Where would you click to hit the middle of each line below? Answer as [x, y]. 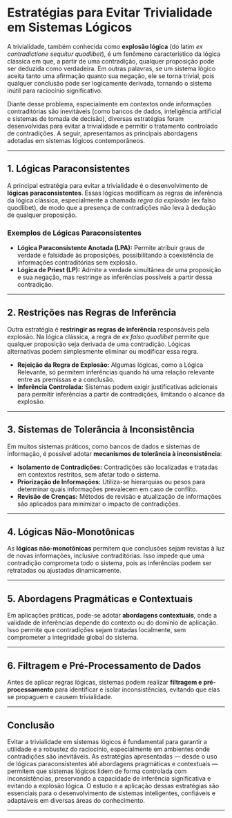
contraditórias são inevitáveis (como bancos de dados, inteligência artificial [115, 111]
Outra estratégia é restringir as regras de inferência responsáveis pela [108, 329]
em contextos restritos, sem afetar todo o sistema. [89, 474]
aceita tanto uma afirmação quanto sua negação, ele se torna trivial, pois [111, 76]
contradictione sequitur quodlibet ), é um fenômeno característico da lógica [114, 54]
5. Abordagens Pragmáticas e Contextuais [100, 599]
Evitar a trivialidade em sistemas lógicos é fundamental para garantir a [107, 741]
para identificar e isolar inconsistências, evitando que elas [137, 689]
